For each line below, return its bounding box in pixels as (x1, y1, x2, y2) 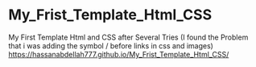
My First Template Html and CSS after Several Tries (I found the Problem (8, 32, 249, 42)
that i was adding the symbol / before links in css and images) (8, 40, 213, 50)
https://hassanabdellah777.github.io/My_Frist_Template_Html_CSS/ (8, 49, 229, 59)
